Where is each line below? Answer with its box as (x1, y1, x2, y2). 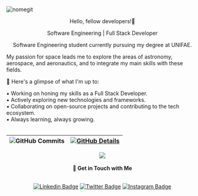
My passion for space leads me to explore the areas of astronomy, (6, 53, 173, 60)
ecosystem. (6, 109, 36, 116)
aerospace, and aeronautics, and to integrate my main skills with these (6, 60, 183, 67)
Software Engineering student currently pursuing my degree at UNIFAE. (13, 42, 192, 48)
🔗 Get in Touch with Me (72, 165, 132, 172)
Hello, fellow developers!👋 (69, 18, 135, 24)
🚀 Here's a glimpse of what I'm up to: (6, 78, 99, 85)
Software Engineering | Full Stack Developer (46, 29, 158, 37)
